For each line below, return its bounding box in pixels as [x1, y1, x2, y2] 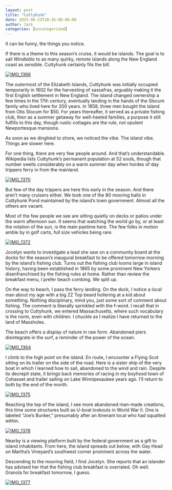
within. [5, 418, 19, 424]
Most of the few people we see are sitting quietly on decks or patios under [5, 213, 162, 219]
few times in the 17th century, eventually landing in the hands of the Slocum [5, 98, 165, 104]
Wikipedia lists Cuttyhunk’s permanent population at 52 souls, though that [5, 156, 161, 162]
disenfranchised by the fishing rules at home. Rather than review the [5, 271, 149, 277]
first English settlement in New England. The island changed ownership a [5, 92, 160, 99]
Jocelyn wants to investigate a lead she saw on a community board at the [5, 249, 160, 256]
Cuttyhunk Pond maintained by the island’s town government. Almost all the [5, 198, 165, 204]
